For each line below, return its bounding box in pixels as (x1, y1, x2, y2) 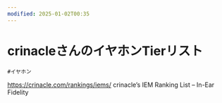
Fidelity (7, 87, 29, 96)
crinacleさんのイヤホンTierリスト (7, 43, 203, 59)
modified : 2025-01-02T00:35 (7, 10, 90, 18)
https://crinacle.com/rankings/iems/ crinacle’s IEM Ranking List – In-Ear (7, 80, 215, 89)
